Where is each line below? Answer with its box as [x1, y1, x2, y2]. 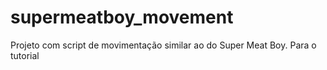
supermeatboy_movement [10, 6, 234, 29]
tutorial [10, 49, 40, 61]
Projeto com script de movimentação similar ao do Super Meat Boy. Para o [10, 39, 317, 51]
